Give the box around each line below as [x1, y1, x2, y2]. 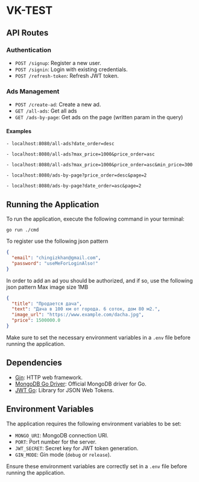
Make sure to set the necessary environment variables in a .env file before [6, 334, 191, 341]
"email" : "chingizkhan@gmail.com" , [11, 255, 101, 261]
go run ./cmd [6, 227, 39, 233]
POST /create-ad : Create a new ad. [14, 101, 101, 108]
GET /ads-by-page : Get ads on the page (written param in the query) [14, 114, 183, 121]
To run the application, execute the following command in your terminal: [6, 215, 185, 223]
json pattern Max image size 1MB [6, 283, 89, 290]
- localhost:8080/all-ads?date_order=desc [6, 141, 115, 147]
